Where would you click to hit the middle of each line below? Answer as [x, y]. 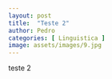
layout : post [30, 16]
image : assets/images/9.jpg [55, 45]
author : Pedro [32, 30]
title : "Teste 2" [39, 23]
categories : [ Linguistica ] [57, 38]
